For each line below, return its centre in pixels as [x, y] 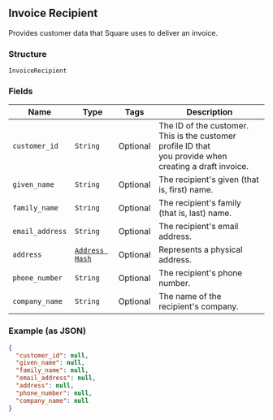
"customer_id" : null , [52, 355]
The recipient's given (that [208, 180]
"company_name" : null [52, 401]
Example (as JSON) [48, 331]
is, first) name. [186, 190]
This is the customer [197, 136]
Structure [28, 54]
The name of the [190, 297]
